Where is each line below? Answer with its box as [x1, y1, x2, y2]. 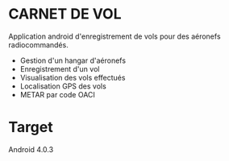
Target [8, 118, 54, 137]
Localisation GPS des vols [19, 81, 106, 91]
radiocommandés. [8, 39, 69, 49]
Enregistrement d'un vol [19, 64, 100, 73]
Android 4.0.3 [8, 144, 54, 154]
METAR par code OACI [19, 89, 95, 99]
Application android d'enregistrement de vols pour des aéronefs [8, 31, 221, 41]
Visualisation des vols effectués [19, 72, 126, 82]
